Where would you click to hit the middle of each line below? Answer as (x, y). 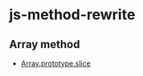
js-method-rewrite (72, 15)
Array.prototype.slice (55, 63)
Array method (45, 44)
